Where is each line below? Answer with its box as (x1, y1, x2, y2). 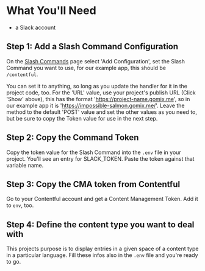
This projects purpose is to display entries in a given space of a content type (6, 245, 199, 253)
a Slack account (15, 24, 56, 31)
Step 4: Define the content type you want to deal (6, 219, 195, 230)
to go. (6, 258, 21, 266)
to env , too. (6, 202, 34, 209)
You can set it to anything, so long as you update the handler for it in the (6, 82, 188, 90)
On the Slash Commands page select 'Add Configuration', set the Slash (6, 57, 185, 65)
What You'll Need (6, 4, 96, 18)
